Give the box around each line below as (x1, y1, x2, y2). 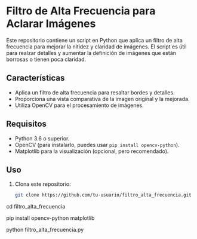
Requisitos (6, 119, 47, 129)
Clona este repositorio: (14, 180, 71, 188)
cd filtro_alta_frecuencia (6, 203, 66, 210)
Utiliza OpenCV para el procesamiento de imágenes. (14, 102, 144, 109)
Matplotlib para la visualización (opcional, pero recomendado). (14, 148, 169, 155)
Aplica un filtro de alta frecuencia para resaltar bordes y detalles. (14, 88, 175, 96)
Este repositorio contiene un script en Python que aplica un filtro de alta (6, 36, 183, 44)
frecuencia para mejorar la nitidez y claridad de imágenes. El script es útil (6, 43, 187, 50)
